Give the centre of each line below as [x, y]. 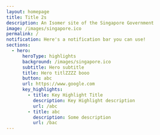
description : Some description [72, 117]
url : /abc [45, 106]
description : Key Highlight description [84, 100]
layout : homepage [28, 12]
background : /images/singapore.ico [67, 62]
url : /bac [45, 123]
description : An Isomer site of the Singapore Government [80, 23]
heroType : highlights [49, 56]
